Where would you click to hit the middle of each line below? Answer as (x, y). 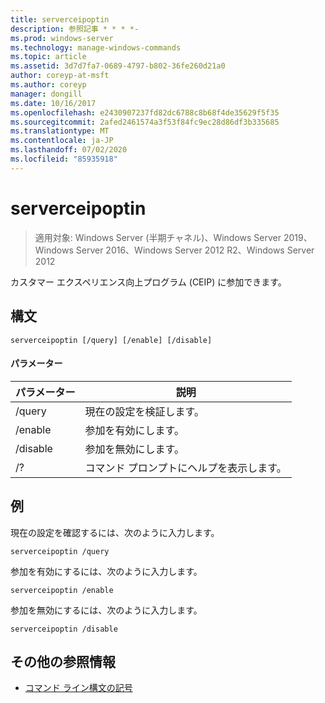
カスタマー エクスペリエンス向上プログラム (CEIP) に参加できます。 (148, 282)
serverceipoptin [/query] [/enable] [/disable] (111, 340)
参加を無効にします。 (134, 449)
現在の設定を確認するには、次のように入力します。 (115, 532)
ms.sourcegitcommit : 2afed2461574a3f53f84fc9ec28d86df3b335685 (145, 122)
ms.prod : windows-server (62, 38)
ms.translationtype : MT (60, 131)
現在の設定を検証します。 (144, 411)
